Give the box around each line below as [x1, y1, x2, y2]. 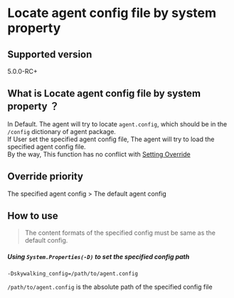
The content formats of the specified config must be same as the [24, 228, 216, 237]
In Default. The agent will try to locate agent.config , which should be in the [7, 119, 228, 128]
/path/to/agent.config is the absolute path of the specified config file [7, 282, 213, 292]
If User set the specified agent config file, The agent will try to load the [7, 135, 215, 143]
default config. [24, 236, 68, 245]
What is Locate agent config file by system [7, 87, 201, 100]
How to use [7, 210, 58, 222]
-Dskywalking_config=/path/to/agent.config [7, 270, 139, 277]
